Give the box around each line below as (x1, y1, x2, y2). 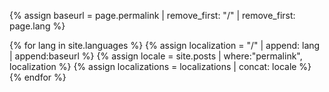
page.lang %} (9, 20, 66, 32)
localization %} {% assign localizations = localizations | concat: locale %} (9, 61, 312, 72)
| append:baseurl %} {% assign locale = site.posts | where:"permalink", (9, 50, 303, 62)
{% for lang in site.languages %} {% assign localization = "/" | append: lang (9, 40, 321, 51)
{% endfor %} (9, 71, 67, 83)
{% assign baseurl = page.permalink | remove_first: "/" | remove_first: (9, 10, 296, 21)
